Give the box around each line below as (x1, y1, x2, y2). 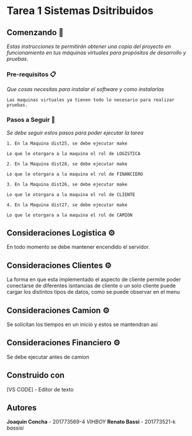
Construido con (6, 370, 65, 380)
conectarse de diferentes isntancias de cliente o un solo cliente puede (6, 282, 176, 289)
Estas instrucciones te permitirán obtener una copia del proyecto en (6, 43, 172, 50)
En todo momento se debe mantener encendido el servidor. (6, 243, 150, 250)
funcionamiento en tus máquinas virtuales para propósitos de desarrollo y (6, 49, 186, 56)
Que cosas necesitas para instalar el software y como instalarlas (6, 86, 164, 93)
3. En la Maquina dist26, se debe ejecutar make (6, 181, 128, 187)
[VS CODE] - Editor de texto (6, 386, 74, 393)
